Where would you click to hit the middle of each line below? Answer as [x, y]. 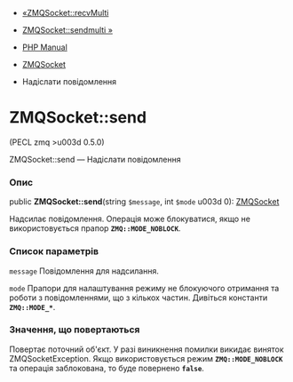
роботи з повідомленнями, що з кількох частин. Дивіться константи [139, 298]
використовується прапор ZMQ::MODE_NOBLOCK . [95, 228]
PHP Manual [45, 47]
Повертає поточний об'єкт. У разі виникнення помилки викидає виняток [146, 349]
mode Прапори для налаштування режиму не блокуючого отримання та [144, 288]
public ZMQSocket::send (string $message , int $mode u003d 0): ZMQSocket [144, 202]
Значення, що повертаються [75, 330]
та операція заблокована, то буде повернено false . [107, 368]
